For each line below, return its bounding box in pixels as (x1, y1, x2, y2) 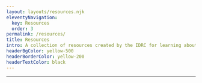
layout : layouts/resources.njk (6, 8, 85, 15)
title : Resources (6, 37, 50, 43)
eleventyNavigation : (6, 14, 58, 20)
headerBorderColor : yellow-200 (6, 54, 85, 60)
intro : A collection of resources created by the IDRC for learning (6, 43, 182, 49)
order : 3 (11, 25, 34, 32)
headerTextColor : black (6, 59, 66, 65)
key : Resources (11, 20, 50, 26)
